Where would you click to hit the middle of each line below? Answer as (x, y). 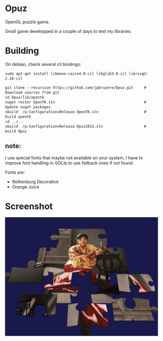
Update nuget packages (28, 107)
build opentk (18, 117)
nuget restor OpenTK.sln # (76, 102)
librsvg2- (139, 74)
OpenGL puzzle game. (27, 22)
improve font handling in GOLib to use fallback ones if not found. (70, 163)
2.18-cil (14, 78)
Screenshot (29, 206)
